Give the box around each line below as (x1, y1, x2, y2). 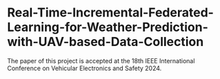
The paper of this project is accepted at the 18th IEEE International (7, 56, 195, 65)
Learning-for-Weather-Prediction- (7, 19, 208, 35)
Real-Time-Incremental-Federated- (7, 5, 214, 21)
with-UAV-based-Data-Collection (7, 34, 204, 49)
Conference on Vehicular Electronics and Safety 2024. (7, 64, 162, 72)
